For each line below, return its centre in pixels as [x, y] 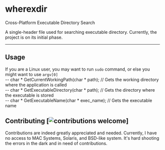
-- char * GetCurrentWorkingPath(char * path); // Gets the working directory [82, 79]
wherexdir [26, 9]
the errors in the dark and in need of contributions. [56, 143]
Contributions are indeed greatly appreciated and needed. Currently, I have [81, 133]
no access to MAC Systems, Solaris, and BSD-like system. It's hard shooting [82, 138]
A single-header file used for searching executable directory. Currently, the [81, 32]
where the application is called [36, 85]
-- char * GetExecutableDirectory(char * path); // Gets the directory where [80, 90]
